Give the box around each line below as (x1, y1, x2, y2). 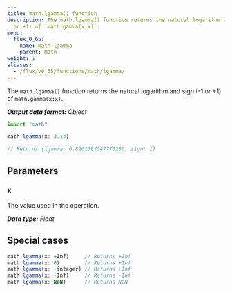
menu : (7, 29, 23, 37)
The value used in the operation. (7, 201, 99, 209)
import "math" (7, 121, 48, 128)
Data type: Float (7, 215, 55, 223)
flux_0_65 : (13, 36, 45, 43)
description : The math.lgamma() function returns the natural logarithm (7, 17, 221, 23)
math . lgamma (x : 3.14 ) (7, 133, 70, 140)
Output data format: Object (7, 108, 88, 116)
